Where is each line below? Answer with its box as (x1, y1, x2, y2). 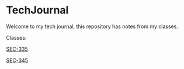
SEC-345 (6, 57, 28, 64)
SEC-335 (6, 45, 28, 53)
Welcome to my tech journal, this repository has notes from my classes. (6, 23, 178, 30)
